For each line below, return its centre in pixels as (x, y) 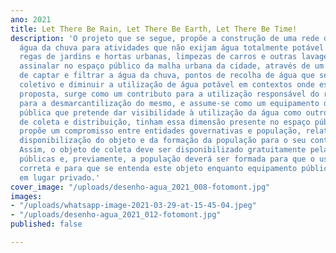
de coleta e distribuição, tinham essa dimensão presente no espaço (165, 122)
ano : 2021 (31, 19)
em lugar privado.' (60, 177)
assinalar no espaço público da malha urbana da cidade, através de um (172, 66)
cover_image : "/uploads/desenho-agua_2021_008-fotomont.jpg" (140, 187)
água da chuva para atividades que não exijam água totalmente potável (172, 47)
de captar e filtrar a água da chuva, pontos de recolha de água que (167, 76)
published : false (46, 224)
